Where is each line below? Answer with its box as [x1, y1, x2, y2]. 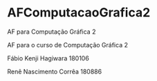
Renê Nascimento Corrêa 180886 [7, 67, 102, 76]
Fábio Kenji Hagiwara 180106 [7, 54, 90, 62]
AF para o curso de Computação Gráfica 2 [7, 40, 128, 49]
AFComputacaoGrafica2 [7, 5, 151, 21]
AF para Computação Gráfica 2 [7, 27, 96, 36]
